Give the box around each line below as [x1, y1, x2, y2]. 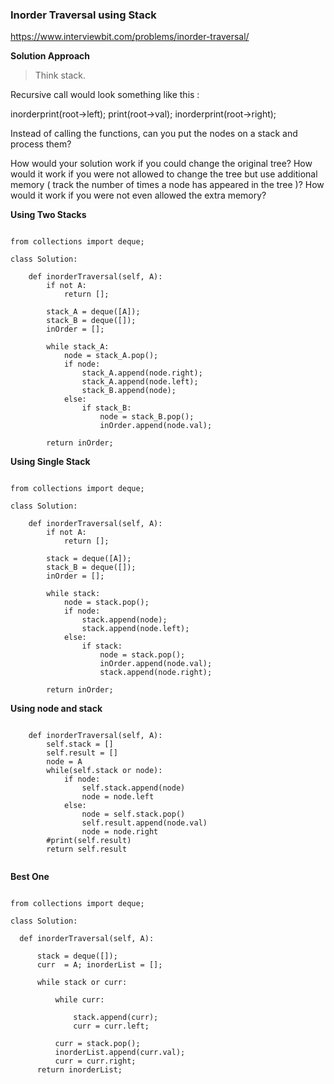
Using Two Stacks [10, 209, 87, 221]
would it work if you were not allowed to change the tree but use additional [10, 168, 318, 180]
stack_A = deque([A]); [46, 307, 141, 317]
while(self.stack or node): [46, 766, 163, 776]
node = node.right [81, 827, 159, 837]
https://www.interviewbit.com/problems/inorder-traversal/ [10, 31, 250, 43]
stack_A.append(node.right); [81, 368, 203, 378]
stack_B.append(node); [81, 386, 177, 396]
